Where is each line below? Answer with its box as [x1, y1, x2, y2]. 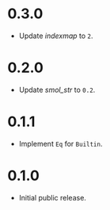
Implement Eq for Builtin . [18, 139, 103, 148]
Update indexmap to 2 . [18, 31, 93, 40]
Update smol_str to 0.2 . [18, 85, 96, 94]
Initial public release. [18, 193, 86, 202]
